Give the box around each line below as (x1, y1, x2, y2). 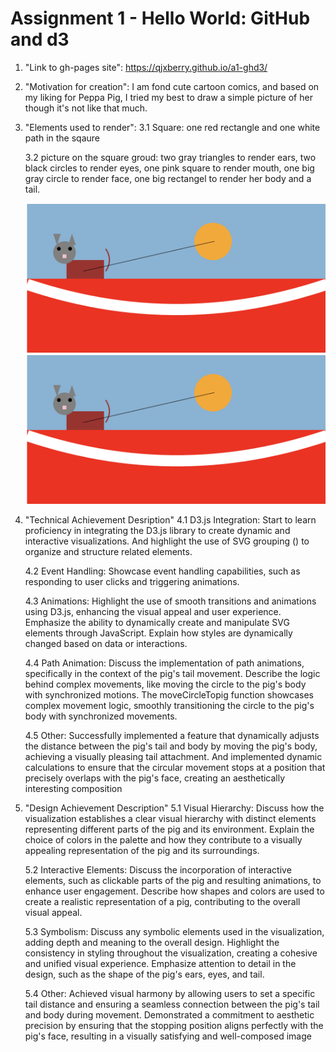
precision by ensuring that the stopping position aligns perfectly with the (24, 1020, 324, 1032)
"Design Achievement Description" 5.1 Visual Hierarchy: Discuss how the (24, 802, 325, 814)
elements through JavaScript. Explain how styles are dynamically (24, 627, 293, 639)
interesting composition (24, 783, 123, 795)
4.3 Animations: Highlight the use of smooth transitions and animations (24, 595, 317, 607)
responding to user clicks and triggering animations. (24, 576, 240, 588)
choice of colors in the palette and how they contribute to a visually (24, 834, 303, 846)
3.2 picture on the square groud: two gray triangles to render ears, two (24, 151, 317, 163)
